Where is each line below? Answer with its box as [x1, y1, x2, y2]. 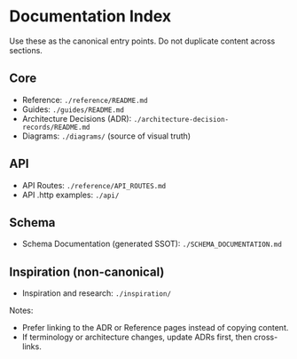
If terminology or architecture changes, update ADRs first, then [21, 331, 253, 343]
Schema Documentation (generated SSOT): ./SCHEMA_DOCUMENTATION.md [21, 238, 282, 250]
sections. [9, 44, 43, 55]
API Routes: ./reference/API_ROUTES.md [21, 179, 167, 190]
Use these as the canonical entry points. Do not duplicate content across [9, 36, 276, 46]
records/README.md [21, 123, 90, 132]
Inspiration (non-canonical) [9, 264, 165, 279]
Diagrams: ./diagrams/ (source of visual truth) [21, 131, 191, 141]
